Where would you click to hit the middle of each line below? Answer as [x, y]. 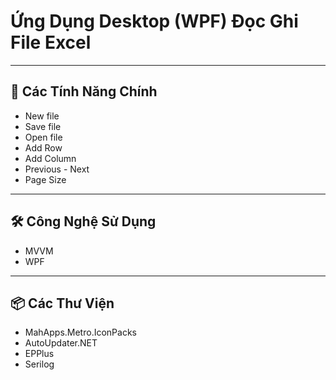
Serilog [39, 364]
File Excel [51, 42]
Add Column [50, 158]
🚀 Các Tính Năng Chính [84, 91]
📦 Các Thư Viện [62, 303]
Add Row [43, 147]
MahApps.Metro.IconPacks [80, 332]
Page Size [45, 179]
